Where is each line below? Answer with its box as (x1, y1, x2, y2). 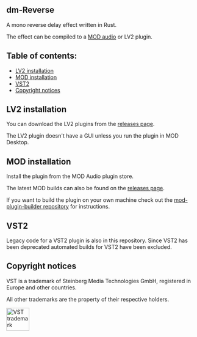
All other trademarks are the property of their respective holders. (6, 295, 170, 303)
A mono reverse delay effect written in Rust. (6, 21, 117, 28)
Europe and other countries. (6, 284, 77, 291)
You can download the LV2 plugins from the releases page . (6, 120, 155, 128)
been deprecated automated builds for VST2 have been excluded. (6, 243, 172, 251)
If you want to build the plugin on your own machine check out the (6, 196, 173, 204)
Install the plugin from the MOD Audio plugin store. (6, 172, 134, 180)
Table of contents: (6, 51, 77, 61)
